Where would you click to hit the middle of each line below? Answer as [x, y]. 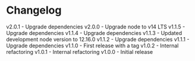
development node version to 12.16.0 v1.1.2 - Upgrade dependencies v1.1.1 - [98, 39]
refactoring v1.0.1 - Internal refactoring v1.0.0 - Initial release [80, 52]
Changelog [34, 10]
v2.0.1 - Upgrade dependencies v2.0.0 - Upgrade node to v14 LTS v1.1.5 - [96, 27]
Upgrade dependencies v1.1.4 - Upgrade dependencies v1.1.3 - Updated [94, 33]
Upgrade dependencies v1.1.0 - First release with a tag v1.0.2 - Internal [92, 46]
